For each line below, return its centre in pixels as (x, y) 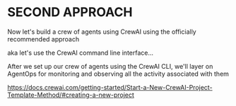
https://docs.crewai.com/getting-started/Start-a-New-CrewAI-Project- (110, 87)
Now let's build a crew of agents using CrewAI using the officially (102, 32)
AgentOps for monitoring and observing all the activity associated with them (118, 74)
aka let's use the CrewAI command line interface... (81, 53)
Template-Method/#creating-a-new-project (71, 95)
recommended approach (43, 39)
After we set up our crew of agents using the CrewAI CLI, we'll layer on (110, 66)
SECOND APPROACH (70, 12)
